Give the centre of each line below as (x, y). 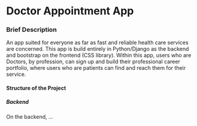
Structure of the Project (36, 88)
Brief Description (31, 30)
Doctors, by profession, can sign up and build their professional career (93, 62)
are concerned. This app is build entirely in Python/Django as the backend (98, 49)
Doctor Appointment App (70, 11)
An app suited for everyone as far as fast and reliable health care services (97, 42)
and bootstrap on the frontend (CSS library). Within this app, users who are (99, 56)
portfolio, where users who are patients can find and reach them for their (96, 68)
